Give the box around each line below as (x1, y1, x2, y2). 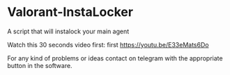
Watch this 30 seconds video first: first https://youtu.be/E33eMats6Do (7, 40, 209, 49)
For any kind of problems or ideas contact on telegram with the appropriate (7, 53, 223, 62)
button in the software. (7, 61, 72, 69)
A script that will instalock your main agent (7, 27, 130, 35)
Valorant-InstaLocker (7, 4, 134, 20)
